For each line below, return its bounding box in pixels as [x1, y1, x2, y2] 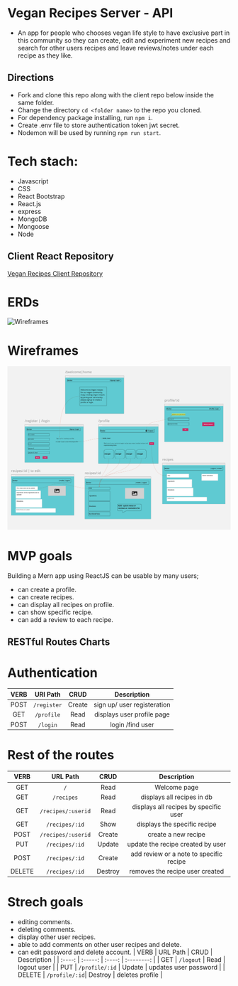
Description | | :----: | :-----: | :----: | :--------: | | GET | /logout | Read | [17, 955, 226, 964]
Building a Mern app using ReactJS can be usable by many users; [7, 571, 199, 580]
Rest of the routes [7, 747, 115, 763]
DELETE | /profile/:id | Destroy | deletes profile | [17, 970, 163, 979]
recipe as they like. [17, 51, 73, 60]
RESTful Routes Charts [7, 636, 110, 648]
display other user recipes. [17, 933, 96, 941]
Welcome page [154, 783, 199, 791]
